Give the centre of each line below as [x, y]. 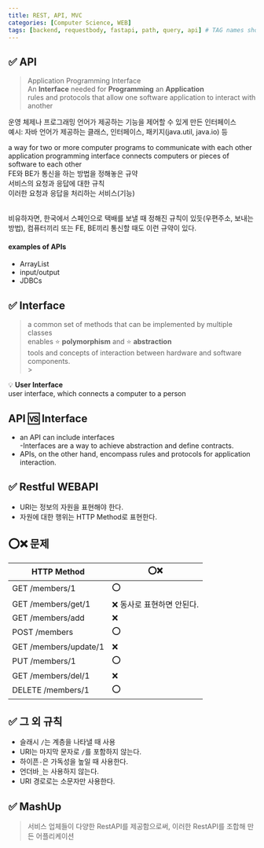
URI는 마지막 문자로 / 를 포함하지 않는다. [81, 752]
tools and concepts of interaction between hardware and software [134, 353]
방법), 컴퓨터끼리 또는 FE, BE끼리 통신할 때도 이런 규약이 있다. [103, 228]
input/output [40, 273]
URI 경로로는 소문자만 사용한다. [67, 781]
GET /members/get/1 [51, 604]
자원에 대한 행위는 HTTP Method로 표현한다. [88, 516]
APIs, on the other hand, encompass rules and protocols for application [135, 454]
